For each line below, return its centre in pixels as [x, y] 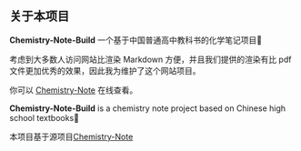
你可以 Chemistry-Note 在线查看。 [74, 90]
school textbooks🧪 [45, 117]
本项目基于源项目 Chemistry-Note [71, 136]
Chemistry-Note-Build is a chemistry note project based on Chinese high [148, 108]
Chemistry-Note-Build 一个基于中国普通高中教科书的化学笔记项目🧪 [135, 40]
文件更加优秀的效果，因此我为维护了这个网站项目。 [105, 70]
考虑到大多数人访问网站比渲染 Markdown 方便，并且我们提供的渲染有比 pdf [150, 59]
